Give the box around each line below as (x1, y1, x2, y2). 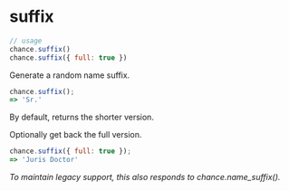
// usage (9, 36, 43, 45)
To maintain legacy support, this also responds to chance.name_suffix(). (9, 172, 281, 183)
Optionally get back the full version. (9, 129, 142, 140)
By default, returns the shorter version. (9, 111, 154, 123)
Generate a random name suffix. (9, 70, 130, 81)
